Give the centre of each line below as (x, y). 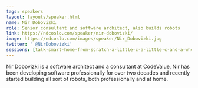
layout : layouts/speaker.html (43, 17)
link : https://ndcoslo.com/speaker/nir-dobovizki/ (70, 33)
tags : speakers (25, 11)
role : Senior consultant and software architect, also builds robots (93, 28)
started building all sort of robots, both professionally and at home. (87, 79)
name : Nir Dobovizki (32, 22)
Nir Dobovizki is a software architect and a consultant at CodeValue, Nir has (98, 66)
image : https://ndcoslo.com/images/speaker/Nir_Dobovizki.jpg (84, 39)
